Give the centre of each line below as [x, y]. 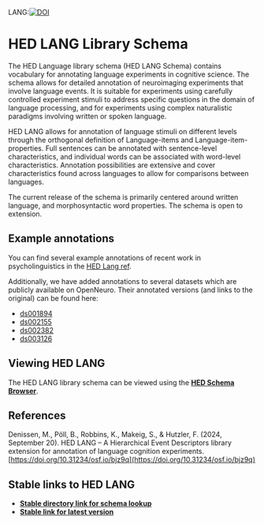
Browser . [23, 391]
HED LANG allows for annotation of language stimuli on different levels [123, 131]
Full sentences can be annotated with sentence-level [131, 148]
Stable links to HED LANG [72, 484]
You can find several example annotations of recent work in [105, 257]
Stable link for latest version [67, 512]
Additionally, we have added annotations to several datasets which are [123, 281]
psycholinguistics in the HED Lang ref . [70, 266]
